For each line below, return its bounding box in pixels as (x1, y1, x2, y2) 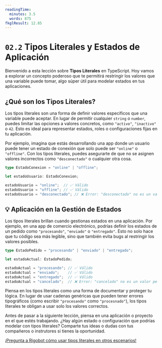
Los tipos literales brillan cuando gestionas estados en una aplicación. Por (5, 218, 153, 224)
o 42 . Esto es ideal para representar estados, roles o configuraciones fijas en (5, 126, 158, 132)
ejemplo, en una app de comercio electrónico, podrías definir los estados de (5, 223, 157, 229)
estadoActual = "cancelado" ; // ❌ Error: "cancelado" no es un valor (5, 279, 151, 284)
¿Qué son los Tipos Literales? (5, 98, 96, 106)
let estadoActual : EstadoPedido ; (5, 257, 73, 262)
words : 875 (9, 16, 31, 21)
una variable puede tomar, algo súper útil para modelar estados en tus (5, 78, 145, 84)
